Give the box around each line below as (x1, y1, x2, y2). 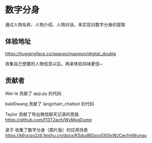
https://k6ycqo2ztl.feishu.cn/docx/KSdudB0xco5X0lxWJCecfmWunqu (5, 132, 147, 138)
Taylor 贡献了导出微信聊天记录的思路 (5, 111, 79, 117)
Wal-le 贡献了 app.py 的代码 (5, 90, 62, 96)
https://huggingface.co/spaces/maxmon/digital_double (5, 50, 116, 56)
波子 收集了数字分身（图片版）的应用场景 (5, 127, 88, 133)
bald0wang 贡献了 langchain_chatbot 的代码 (5, 101, 94, 107)
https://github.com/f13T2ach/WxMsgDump (5, 117, 92, 122)
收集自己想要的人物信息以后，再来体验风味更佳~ (5, 61, 103, 67)
